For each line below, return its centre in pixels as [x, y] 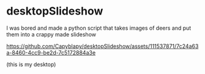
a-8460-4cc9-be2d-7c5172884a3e [51, 52]
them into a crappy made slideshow [51, 34]
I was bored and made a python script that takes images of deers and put [99, 28]
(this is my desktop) [31, 64]
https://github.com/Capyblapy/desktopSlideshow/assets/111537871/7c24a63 [102, 46]
